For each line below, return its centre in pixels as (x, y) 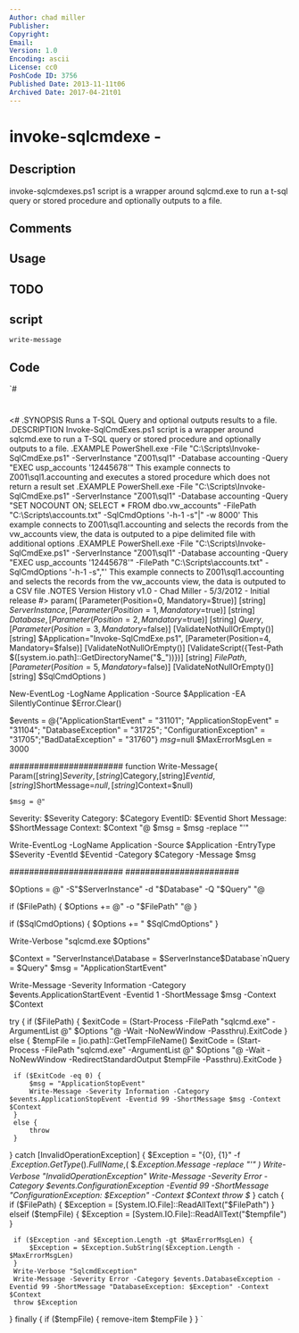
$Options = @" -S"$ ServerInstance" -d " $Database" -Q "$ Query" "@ (137, 889)
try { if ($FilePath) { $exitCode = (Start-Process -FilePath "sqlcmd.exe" (140, 1022)
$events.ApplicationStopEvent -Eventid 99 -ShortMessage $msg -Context (145, 1100)
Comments (41, 228)
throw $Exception (45, 1303)
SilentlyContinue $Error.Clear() (66, 703)
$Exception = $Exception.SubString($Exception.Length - (135, 1248)
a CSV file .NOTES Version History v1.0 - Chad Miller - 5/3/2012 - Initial (140, 591)
